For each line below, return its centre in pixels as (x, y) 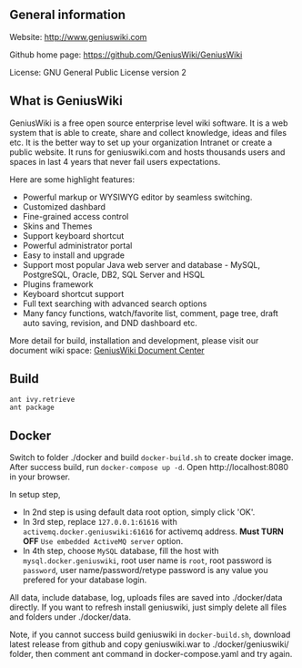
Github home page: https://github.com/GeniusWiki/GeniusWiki (126, 55)
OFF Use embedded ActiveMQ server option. (103, 541)
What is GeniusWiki (66, 101)
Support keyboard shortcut (73, 235)
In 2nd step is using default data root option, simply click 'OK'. (139, 512)
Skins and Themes (57, 226)
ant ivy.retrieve (42, 400)
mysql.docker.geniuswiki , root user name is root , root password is (147, 560)
